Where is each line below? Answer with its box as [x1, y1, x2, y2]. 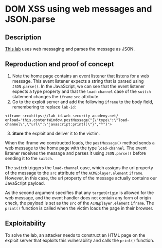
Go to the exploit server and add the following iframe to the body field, [12, 99, 154, 105]
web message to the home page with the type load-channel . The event [5, 145, 147, 151]
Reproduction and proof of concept [5, 60, 114, 69]
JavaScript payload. [5, 180, 45, 186]
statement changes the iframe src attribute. [12, 93, 100, 99]
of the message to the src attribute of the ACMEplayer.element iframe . [5, 170, 144, 176]
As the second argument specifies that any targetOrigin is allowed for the [5, 190, 154, 195]
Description [5, 33, 41, 41]
